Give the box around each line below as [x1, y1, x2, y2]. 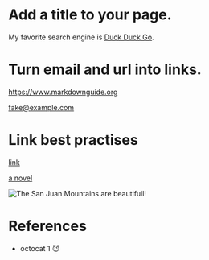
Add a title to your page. [8, 6, 172, 24]
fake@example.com [8, 102, 75, 112]
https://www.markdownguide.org [8, 87, 118, 97]
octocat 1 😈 [19, 243, 60, 253]
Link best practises [8, 131, 138, 150]
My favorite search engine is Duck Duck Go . [8, 32, 154, 42]
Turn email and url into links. [8, 60, 203, 79]
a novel [8, 173, 33, 183]
